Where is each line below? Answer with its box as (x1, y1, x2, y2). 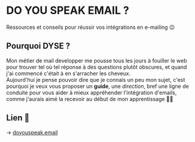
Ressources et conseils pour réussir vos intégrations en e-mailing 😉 (6, 23, 175, 31)
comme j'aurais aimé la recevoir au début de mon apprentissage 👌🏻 (6, 95, 173, 102)
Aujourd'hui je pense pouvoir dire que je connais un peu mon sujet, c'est (6, 76, 185, 83)
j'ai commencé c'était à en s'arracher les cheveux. (6, 70, 131, 77)
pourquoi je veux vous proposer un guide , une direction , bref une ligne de (6, 82, 189, 90)
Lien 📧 (6, 113, 30, 123)
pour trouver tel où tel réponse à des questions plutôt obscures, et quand (6, 63, 187, 70)
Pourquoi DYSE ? (6, 41, 71, 51)
